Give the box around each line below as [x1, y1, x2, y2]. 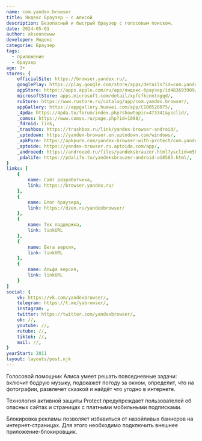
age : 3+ [6, 64, 26, 71]
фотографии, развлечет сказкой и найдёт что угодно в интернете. [6, 385, 176, 392]
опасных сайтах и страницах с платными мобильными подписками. [6, 403, 182, 410]
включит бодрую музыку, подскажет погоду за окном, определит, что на [6, 379, 194, 386]
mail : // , [17, 339, 42, 345]
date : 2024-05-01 [6, 25, 50, 32]
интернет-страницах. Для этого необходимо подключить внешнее [6, 421, 179, 428]
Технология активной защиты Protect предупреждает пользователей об [6, 397, 192, 404]
